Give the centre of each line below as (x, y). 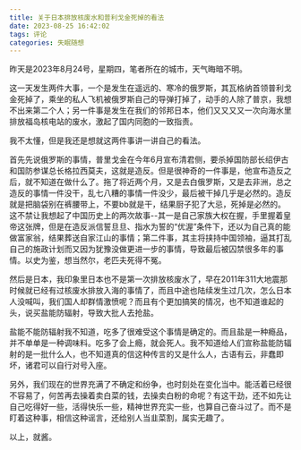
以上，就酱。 (33, 437)
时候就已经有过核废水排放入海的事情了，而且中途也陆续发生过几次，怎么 (142, 291)
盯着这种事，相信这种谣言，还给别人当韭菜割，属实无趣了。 (119, 418)
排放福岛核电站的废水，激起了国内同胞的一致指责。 (103, 122)
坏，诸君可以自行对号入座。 (60, 365)
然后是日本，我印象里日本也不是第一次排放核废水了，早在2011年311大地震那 (149, 279)
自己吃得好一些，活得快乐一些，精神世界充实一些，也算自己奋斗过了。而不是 (150, 407)
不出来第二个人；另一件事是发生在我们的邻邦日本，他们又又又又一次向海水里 (150, 110)
